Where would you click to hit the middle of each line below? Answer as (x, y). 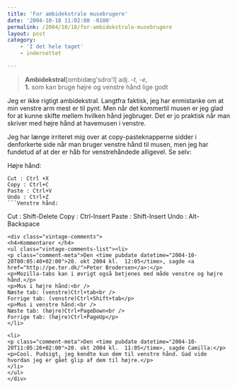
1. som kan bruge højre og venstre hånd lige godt (96, 87)
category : (22, 40)
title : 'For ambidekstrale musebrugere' (68, 14)
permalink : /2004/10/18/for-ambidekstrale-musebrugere (90, 27)
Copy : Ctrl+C (28, 184)
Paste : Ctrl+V (30, 191)
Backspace (24, 224)
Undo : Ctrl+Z (28, 197)
